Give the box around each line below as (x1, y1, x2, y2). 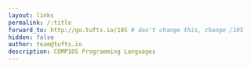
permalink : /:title (8, 19, 72, 27)
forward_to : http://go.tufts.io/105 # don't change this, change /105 (8, 26, 244, 34)
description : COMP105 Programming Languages (8, 48, 156, 55)
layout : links (8, 11, 55, 20)
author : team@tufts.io (8, 41, 82, 48)
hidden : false (8, 33, 55, 41)
